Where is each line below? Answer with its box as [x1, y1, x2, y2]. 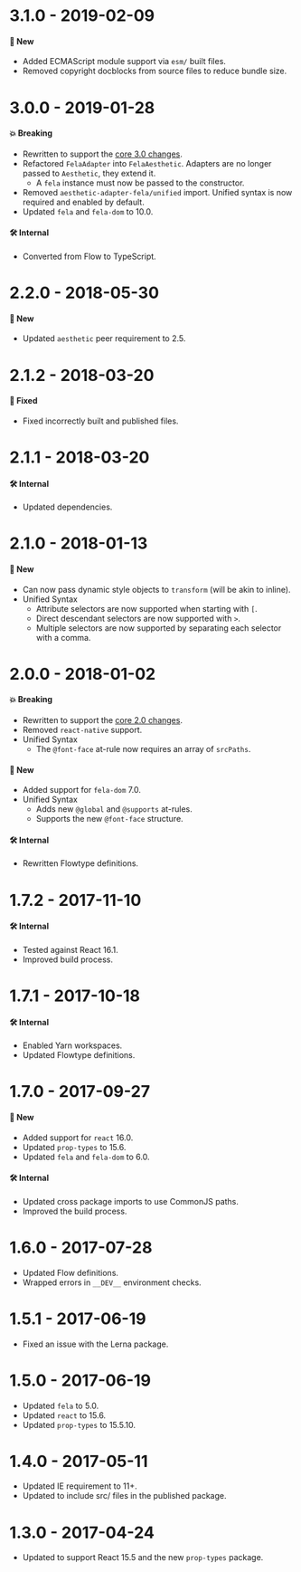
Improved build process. [22, 954, 113, 965]
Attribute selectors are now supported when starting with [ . [35, 603, 258, 614]
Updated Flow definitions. [22, 1267, 119, 1278]
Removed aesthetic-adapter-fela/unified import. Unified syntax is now [22, 186, 293, 197]
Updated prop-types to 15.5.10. [22, 1419, 136, 1430]
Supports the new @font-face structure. [35, 814, 183, 824]
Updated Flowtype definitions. [22, 1050, 136, 1061]
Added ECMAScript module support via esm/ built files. [22, 56, 226, 67]
